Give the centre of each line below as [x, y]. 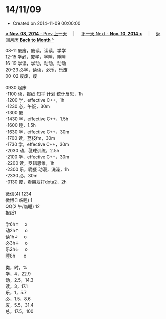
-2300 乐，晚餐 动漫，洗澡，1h [37, 169]
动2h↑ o [16, 230]
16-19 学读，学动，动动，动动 [36, 63]
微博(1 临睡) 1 [19, 200]
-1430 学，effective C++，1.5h [37, 119]
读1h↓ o [16, 237]
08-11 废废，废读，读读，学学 [36, 50]
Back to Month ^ [37, 40]
